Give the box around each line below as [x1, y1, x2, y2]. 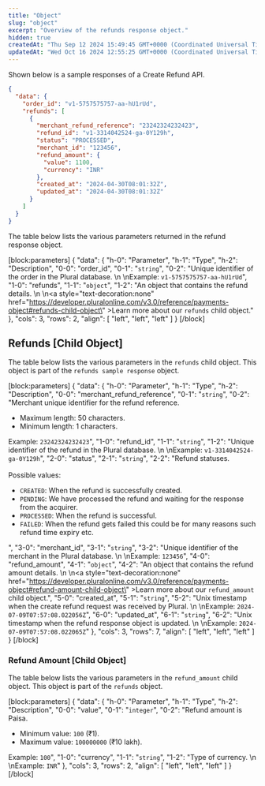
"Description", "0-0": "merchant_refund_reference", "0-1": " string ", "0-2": [8, 390, 250, 399]
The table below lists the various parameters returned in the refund [8, 231, 226, 241]
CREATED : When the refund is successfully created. [19, 486, 183, 496]
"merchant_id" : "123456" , [36, 144, 122, 152]
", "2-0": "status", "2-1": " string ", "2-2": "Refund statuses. [39, 454, 230, 463]
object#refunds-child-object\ [8, 305, 103, 315]
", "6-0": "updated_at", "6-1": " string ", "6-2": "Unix [85, 610, 252, 619]
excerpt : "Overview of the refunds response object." [8, 26, 189, 34]
